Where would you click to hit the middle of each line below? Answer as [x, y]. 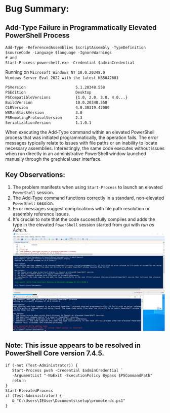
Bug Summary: [37, 9]
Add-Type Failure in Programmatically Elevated [81, 28]
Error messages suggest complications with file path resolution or [81, 208]
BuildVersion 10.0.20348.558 [56, 103]
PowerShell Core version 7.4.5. [55, 353]
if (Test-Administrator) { [34, 396]
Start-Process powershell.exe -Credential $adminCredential [70, 63]
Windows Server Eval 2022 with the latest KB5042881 [62, 78]
